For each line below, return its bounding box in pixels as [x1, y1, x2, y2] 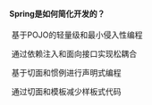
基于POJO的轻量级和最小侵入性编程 [11, 29, 143, 40]
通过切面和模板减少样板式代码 [11, 86, 122, 97]
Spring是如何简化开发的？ [9, 8, 106, 19]
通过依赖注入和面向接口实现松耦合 [11, 49, 137, 60]
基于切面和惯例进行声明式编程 [11, 68, 122, 78]
